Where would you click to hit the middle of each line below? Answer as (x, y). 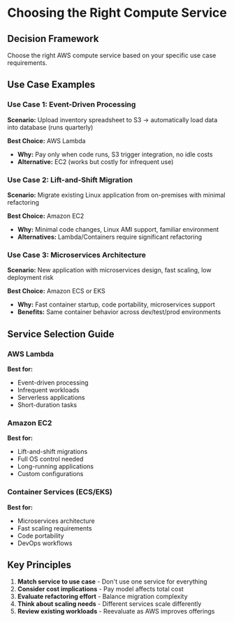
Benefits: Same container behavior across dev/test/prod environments (119, 312)
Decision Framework (53, 39)
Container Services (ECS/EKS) (60, 492)
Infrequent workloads (48, 390)
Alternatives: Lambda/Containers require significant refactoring (110, 237)
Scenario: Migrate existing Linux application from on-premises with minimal (116, 195)
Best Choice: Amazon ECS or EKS (57, 291)
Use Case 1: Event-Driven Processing (72, 105)
